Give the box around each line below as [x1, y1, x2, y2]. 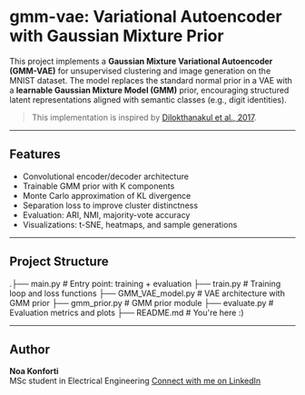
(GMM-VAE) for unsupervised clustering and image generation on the [9, 65, 271, 76]
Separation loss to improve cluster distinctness [22, 200, 198, 211]
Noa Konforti [9, 366, 59, 377]
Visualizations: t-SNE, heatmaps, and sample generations [22, 219, 238, 230]
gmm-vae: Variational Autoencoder [9, 6, 283, 27]
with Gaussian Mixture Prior [9, 25, 224, 46]
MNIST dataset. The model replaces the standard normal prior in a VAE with [9, 74, 293, 85]
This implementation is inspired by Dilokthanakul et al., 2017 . [31, 112, 257, 123]
